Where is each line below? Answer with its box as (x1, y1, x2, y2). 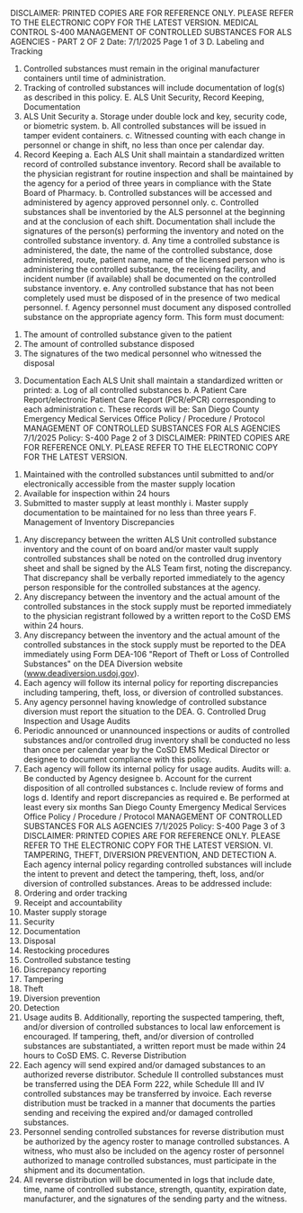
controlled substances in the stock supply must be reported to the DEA (22, 639, 287, 650)
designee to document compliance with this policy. (22, 754, 212, 764)
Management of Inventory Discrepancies (22, 517, 174, 527)
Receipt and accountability (22, 897, 122, 907)
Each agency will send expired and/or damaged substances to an (22, 1060, 266, 1070)
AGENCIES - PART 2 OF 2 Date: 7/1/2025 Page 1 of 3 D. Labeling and (10, 36, 264, 47)
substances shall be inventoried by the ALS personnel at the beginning (22, 207, 286, 217)
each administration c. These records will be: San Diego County (22, 404, 260, 415)
